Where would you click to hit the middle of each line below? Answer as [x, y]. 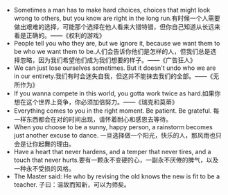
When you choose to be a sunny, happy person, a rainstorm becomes [113, 127]
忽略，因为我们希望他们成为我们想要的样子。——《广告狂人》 [108, 60]
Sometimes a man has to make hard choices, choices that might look [112, 10]
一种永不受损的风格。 [44, 168]
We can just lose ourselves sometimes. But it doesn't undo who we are [115, 68]
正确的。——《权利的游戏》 [65, 35]
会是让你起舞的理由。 [44, 144]
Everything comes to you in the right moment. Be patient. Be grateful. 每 [116, 111]
